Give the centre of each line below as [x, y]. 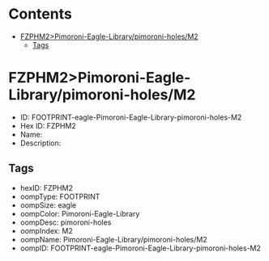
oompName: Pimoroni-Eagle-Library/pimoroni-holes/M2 [114, 239]
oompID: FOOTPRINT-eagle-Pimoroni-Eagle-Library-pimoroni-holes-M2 [141, 248]
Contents [41, 14]
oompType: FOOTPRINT [60, 196]
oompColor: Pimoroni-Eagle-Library [80, 213]
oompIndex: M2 [46, 230]
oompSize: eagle [48, 205]
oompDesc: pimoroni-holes [66, 222]
